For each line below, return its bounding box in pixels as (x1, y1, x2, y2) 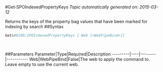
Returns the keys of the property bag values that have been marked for (5, 19, 147, 24)
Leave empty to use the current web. (5, 61, 79, 67)
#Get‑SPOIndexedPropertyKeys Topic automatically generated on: (5, 4, 139, 10)
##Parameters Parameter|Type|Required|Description (5, 51, 111, 57)
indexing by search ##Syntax (5, 24, 64, 29)
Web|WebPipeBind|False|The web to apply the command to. (29, 56, 150, 62)
